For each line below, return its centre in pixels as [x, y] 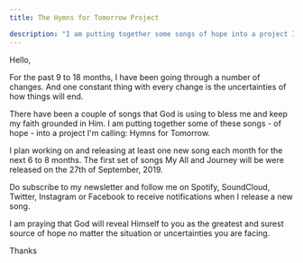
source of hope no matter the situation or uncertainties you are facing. [140, 233]
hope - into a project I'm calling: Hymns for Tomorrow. [110, 132]
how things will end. [46, 96]
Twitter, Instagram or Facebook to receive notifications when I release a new [151, 196]
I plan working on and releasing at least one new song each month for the [146, 150]
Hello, [20, 59]
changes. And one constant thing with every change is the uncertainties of [148, 86]
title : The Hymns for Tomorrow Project [84, 18]
